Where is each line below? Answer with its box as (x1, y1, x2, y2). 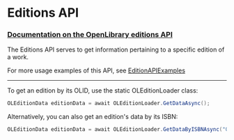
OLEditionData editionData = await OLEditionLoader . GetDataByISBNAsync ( (7, 126, 223, 133)
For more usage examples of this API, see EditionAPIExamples (7, 66, 186, 75)
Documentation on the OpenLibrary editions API (7, 30, 173, 40)
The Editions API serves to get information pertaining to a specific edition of (7, 45, 225, 54)
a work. (7, 53, 29, 61)
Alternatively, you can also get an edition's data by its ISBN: (7, 113, 178, 121)
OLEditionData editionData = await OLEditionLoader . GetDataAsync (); (7, 100, 210, 107)
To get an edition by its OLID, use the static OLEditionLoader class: (7, 86, 198, 95)
